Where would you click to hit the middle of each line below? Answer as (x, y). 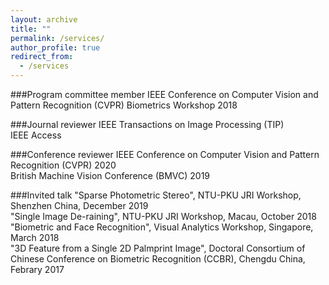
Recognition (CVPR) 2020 (63, 165)
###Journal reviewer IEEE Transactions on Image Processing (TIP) (147, 124)
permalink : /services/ (57, 38)
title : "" (31, 29)
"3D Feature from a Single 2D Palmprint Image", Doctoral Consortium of (158, 248)
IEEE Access (36, 135)
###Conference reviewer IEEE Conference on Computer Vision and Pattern (165, 154)
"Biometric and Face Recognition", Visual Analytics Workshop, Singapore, (162, 227)
